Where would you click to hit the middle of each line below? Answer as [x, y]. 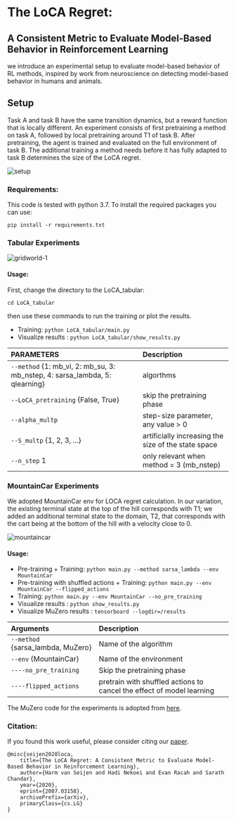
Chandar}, [22, 779]
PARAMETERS [35, 354]
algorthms [159, 375]
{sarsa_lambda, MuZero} [51, 648]
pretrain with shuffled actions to [151, 682]
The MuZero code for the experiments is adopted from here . [94, 708]
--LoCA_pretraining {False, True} [65, 400]
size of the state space [180, 444]
